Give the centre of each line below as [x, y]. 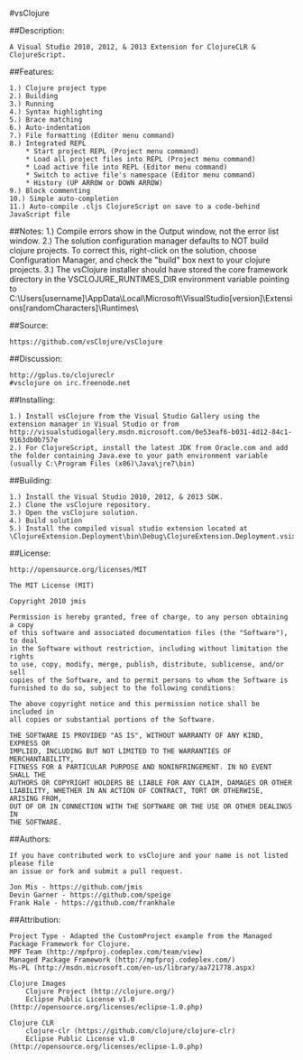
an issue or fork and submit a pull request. [96, 871]
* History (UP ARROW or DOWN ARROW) [95, 183]
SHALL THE [28, 775]
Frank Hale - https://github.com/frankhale [92, 903]
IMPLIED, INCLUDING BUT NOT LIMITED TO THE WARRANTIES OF [120, 751]
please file [32, 863]
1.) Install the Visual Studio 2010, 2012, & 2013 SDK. [116, 497]
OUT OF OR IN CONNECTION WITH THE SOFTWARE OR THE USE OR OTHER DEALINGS [151, 807]
